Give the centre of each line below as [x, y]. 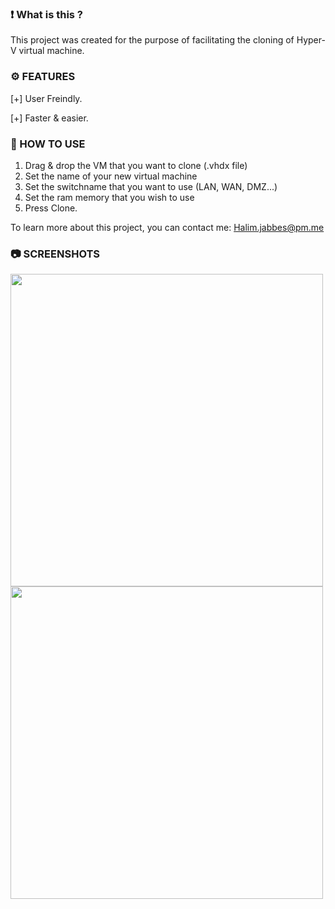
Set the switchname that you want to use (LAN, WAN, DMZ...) [151, 186]
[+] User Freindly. [46, 98]
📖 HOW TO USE [48, 144]
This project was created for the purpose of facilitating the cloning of [152, 40]
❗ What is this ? [47, 14]
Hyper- [311, 40]
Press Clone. [51, 208]
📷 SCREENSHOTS [55, 254]
